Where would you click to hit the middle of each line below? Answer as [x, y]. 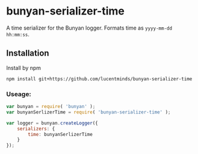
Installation [28, 53]
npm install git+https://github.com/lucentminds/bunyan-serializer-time [99, 79]
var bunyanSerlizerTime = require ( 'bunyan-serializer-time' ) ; [88, 112]
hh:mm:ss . [18, 34]
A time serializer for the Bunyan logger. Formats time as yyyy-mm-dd [89, 28]
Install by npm [23, 68]
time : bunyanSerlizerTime [60, 134]
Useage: [19, 94]
